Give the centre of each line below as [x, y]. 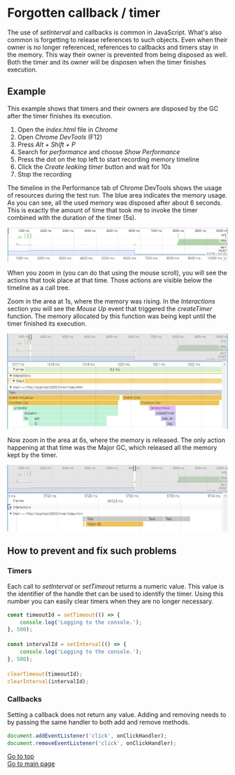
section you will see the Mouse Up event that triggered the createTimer [110, 308]
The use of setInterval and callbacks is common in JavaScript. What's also [115, 32]
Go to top [21, 756]
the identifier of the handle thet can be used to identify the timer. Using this [115, 594]
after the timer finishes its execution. [60, 116]
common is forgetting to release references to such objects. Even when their [117, 39]
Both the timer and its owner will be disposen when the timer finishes [107, 62]
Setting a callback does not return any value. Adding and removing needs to [117, 714]
